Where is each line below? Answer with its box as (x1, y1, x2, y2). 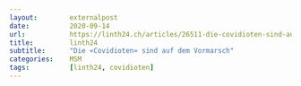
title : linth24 (9, 38, 99, 47)
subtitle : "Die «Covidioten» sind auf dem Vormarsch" (9, 47, 235, 56)
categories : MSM (9, 55, 82, 64)
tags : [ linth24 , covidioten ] (9, 64, 154, 73)
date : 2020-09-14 (9, 21, 110, 30)
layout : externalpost (9, 13, 118, 22)
